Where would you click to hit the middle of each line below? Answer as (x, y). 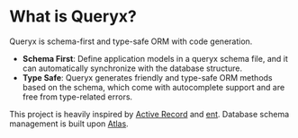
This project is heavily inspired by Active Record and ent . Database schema (149, 114)
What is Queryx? (73, 17)
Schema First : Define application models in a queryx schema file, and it (155, 58)
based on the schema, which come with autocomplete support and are (154, 87)
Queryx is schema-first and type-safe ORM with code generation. (131, 41)
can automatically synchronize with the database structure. (132, 68)
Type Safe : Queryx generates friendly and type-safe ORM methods (147, 77)
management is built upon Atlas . (69, 124)
